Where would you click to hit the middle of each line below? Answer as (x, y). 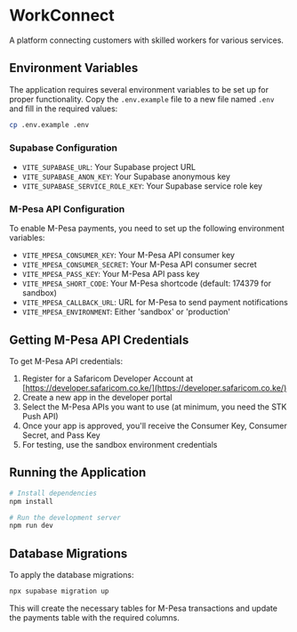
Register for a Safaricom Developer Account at (108, 378)
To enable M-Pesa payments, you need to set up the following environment (147, 229)
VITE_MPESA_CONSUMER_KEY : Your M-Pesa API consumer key (128, 255)
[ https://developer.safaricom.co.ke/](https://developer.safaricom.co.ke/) (154, 388)
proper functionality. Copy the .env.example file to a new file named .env (142, 99)
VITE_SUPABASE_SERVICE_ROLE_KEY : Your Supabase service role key (142, 186)
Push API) (40, 417)
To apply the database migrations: (72, 575)
